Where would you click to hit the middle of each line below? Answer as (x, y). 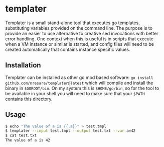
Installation (23, 65)
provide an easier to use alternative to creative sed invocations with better (82, 33)
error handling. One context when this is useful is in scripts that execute (79, 39)
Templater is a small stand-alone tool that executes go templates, (72, 23)
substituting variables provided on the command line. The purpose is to (79, 28)
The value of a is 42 (28, 140)
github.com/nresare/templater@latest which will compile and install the (79, 83)
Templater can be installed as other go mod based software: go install (79, 77)
